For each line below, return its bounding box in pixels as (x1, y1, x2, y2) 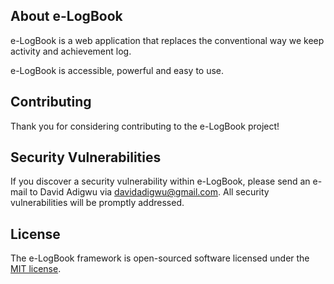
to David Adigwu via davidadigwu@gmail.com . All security (29, 186, 270, 198)
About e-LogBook (10, 8, 123, 25)
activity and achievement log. (10, 45, 132, 57)
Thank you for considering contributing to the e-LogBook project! (10, 120, 280, 132)
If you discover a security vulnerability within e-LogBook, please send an (10, 175, 311, 188)
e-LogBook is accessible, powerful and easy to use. (10, 64, 225, 76)
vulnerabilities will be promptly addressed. (10, 197, 185, 209)
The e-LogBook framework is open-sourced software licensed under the (10, 252, 310, 264)
